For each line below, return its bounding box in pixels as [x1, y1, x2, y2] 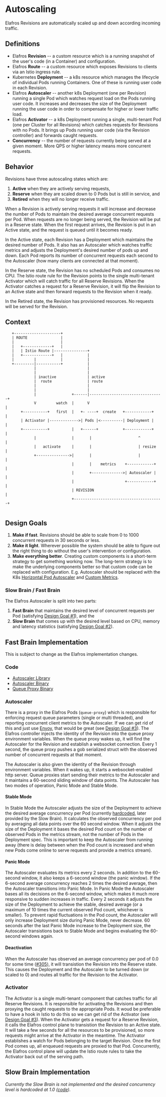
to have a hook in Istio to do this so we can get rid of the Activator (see [5, 1011, 150, 1017]
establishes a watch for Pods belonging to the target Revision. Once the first [5, 1037, 161, 1044]
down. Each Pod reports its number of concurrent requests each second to [5, 252, 159, 258]
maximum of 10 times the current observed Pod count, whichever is [5, 907, 143, 913]
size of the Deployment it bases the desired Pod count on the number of [5, 826, 153, 832]
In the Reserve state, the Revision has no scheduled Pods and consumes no [5, 267, 160, 273]
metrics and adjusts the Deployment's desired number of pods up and [5, 247, 148, 253]
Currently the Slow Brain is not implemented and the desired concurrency [5, 1081, 156, 1087]
